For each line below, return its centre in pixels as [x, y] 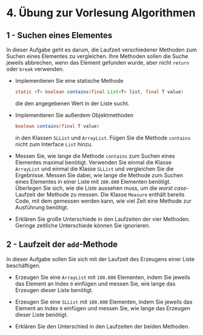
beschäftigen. [23, 265]
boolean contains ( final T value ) [57, 126]
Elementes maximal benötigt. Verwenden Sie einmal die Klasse [93, 162]
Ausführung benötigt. [42, 207]
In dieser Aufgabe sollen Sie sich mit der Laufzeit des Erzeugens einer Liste [101, 259]
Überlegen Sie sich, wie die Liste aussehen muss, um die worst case [101, 188]
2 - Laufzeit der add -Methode [62, 245]
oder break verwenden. [35, 69]
